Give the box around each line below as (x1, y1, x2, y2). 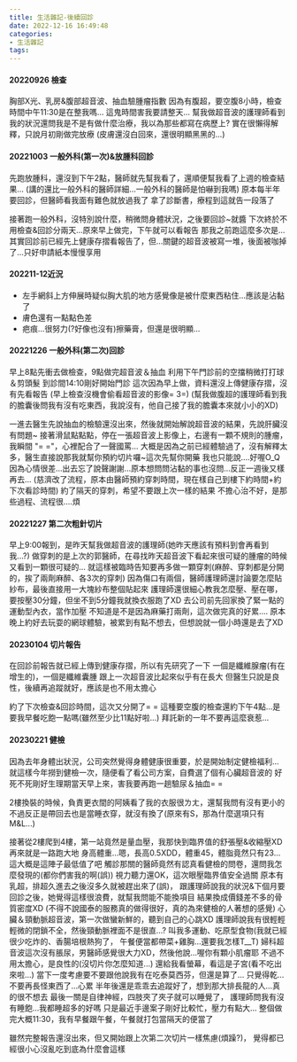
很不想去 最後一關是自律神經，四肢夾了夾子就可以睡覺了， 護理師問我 (16, 991, 270, 1002)
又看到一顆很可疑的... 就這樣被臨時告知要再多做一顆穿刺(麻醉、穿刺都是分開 (9, 562, 285, 573)
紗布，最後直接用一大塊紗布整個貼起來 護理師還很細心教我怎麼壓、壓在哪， (9, 584, 283, 595)
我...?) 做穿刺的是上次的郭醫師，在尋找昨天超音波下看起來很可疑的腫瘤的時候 (9, 551, 288, 561)
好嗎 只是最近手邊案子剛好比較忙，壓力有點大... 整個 (85, 1003, 276, 1013)
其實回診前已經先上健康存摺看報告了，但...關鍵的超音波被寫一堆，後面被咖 (9, 236, 280, 246)
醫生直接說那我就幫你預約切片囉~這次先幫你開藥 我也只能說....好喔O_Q (24, 451, 281, 462)
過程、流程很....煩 (16, 496, 81, 506)
